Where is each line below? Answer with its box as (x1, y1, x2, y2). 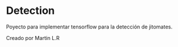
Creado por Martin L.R (6, 34, 60, 41)
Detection (6, 4, 55, 17)
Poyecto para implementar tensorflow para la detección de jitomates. (6, 23, 173, 30)
